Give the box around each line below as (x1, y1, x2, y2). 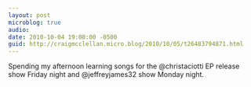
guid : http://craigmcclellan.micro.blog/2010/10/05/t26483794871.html (8, 40, 244, 48)
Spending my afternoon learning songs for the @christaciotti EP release (8, 61, 240, 71)
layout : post (8, 11, 51, 19)
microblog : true (8, 19, 61, 26)
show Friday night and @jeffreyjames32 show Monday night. (8, 70, 205, 79)
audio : (8, 26, 30, 33)
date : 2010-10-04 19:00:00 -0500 (8, 33, 118, 41)
